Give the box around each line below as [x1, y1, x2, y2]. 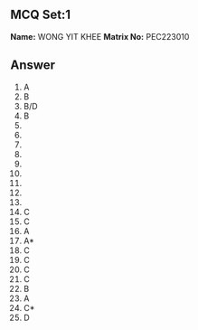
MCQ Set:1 [10, 7, 71, 23]
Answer [10, 58, 56, 73]
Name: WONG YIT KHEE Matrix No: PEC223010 [10, 31, 190, 42]
